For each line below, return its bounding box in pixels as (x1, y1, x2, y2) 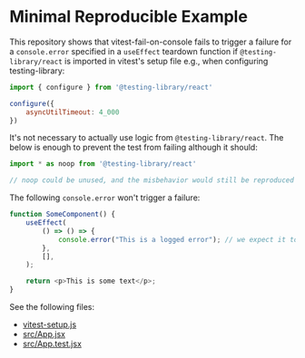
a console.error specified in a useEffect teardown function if (9, 45, 239, 56)
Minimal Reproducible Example (9, 6, 248, 27)
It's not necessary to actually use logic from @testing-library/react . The (9, 132, 284, 143)
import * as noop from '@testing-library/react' (9, 160, 197, 169)
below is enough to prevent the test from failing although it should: (9, 142, 259, 153)
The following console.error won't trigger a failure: (9, 192, 201, 203)
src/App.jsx (22, 329, 66, 340)
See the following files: (9, 302, 95, 313)
